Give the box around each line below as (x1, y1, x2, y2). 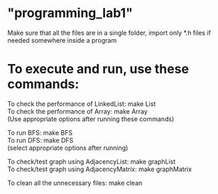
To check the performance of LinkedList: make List (7, 99, 156, 108)
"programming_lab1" (7, 5, 133, 21)
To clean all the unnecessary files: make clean (7, 178, 143, 187)
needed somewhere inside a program (7, 36, 117, 44)
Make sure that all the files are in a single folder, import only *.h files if (7, 28, 212, 37)
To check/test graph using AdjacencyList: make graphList (7, 157, 176, 166)
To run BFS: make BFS (7, 128, 73, 136)
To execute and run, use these (7, 61, 190, 77)
